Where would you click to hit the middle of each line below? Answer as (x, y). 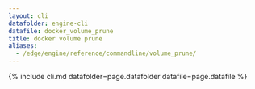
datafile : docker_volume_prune (61, 31)
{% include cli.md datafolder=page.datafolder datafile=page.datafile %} (128, 76)
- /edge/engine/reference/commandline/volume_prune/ (106, 53)
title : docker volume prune (56, 38)
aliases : (23, 46)
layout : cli (28, 16)
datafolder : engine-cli (48, 23)
